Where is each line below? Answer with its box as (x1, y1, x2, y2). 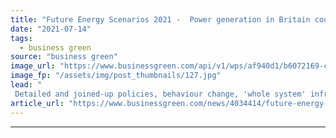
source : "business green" (10, 52, 118, 62)
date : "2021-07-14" (10, 24, 92, 34)
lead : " (10, 80, 43, 90)
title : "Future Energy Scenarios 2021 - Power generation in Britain (10, 14, 311, 25)
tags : (10, 33, 33, 43)
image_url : (10, 61, 56, 71)
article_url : (10, 98, 65, 108)
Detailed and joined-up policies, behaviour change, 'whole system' (14, 89, 307, 99)
